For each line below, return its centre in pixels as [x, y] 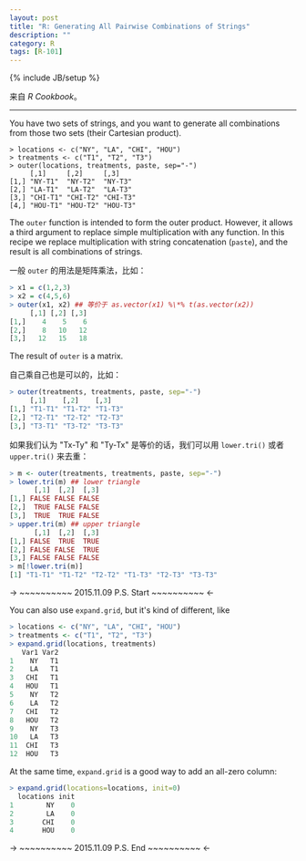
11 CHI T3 [34, 746]
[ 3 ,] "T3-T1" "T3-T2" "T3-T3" [67, 426]
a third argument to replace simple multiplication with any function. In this [147, 233]
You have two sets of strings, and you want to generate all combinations [145, 123]
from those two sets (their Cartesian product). [96, 133]
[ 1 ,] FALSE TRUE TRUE [55, 541]
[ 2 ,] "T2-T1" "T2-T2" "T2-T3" [67, 417]
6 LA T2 [34, 703]
